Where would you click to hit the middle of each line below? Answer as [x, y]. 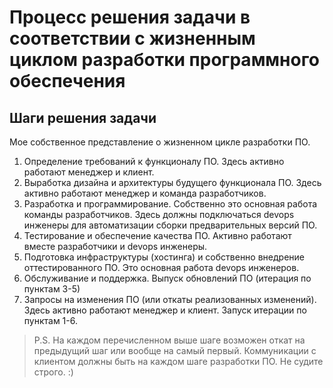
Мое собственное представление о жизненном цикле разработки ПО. [160, 142]
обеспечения [67, 81]
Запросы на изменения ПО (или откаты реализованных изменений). [170, 299]
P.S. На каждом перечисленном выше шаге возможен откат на [169, 340]
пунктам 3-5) [52, 289]
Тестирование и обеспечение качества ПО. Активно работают [157, 235]
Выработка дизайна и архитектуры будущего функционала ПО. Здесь [172, 182]
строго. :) [53, 372]
